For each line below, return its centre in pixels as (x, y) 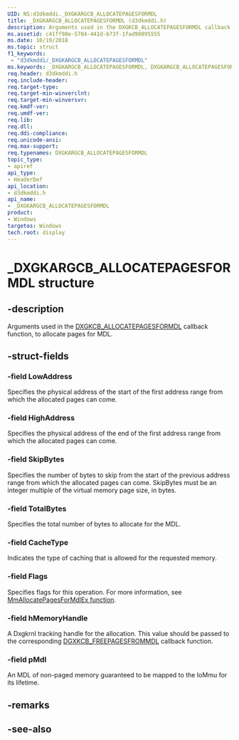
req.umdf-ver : (28, 113)
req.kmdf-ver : (28, 107)
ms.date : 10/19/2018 (38, 41)
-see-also (30, 730)
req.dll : (20, 126)
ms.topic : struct (33, 47)
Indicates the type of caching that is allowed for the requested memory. (112, 558)
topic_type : (25, 160)
